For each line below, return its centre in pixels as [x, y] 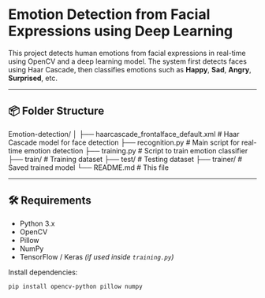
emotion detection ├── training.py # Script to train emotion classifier [136, 150]
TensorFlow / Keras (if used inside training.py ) [97, 256]
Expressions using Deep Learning [121, 31]
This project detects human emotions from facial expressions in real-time [127, 53]
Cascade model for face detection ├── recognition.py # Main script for [124, 142]
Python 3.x [37, 223]
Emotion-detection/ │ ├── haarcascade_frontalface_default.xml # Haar [124, 134]
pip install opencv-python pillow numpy [76, 286]
